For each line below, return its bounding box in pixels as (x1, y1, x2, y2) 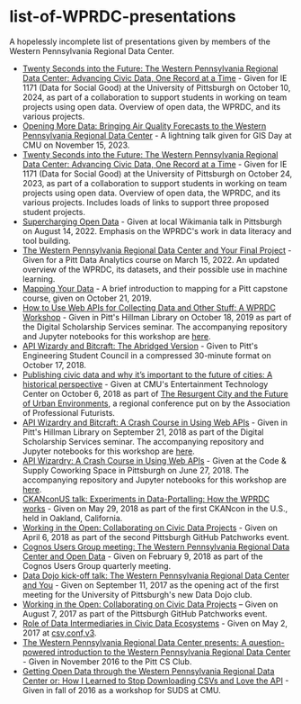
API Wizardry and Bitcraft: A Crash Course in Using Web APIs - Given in (22, 417, 288, 428)
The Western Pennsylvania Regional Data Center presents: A (22, 636, 247, 647)
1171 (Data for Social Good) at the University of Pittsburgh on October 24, (22, 168, 293, 179)
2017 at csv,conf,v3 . (22, 627, 97, 638)
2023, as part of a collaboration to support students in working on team (22, 177, 288, 188)
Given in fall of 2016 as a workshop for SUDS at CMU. (22, 684, 222, 695)
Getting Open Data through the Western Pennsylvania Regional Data (22, 665, 275, 676)
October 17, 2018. (22, 359, 87, 370)
